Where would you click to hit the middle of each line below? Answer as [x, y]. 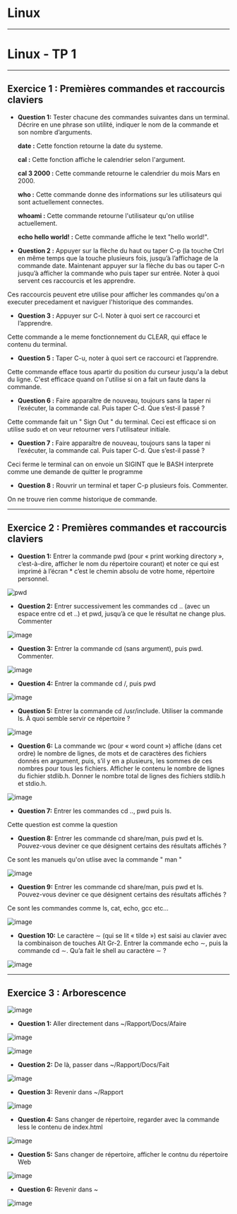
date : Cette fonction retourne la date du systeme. [90, 146]
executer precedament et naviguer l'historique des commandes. [101, 301]
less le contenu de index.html [60, 1127]
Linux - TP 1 [42, 54]
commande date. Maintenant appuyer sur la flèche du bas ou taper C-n [121, 265]
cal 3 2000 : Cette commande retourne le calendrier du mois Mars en [119, 173]
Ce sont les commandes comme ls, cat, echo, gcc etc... [88, 908]
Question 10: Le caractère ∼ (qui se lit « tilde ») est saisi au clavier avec [122, 935]
